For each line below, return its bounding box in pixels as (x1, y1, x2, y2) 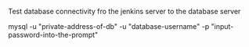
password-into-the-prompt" (8, 31, 99, 39)
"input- (211, 22, 234, 31)
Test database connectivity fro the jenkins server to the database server (8, 7, 241, 16)
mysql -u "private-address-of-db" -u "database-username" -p (8, 22, 210, 31)
